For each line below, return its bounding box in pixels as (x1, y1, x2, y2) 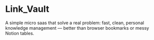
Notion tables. (5, 30, 34, 36)
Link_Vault (5, 3, 49, 15)
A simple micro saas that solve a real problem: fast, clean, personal (5, 20, 144, 26)
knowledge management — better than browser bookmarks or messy (5, 25, 149, 31)
